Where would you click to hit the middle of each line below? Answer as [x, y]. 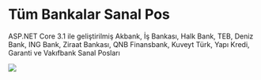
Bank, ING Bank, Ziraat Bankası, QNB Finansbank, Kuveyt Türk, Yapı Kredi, [129, 44]
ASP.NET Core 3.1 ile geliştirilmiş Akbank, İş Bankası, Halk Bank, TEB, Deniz [131, 36]
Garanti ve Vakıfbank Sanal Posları [64, 53]
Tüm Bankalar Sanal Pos [89, 15]
